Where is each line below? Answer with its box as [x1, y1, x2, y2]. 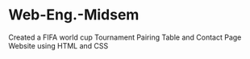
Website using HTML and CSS [8, 40, 109, 50]
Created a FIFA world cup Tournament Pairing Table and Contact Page [8, 32, 242, 42]
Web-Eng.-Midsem [8, 6, 140, 24]
